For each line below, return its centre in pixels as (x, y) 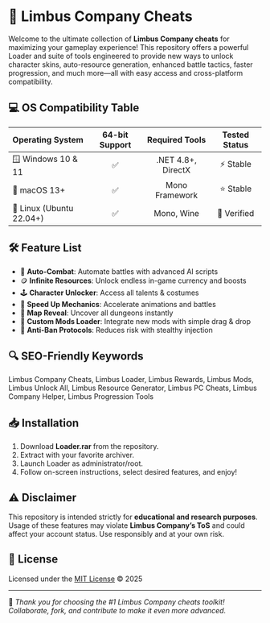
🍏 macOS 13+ (39, 190)
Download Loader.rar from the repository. (89, 446)
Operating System (48, 139)
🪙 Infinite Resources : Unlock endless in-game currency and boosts (133, 280)
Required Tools (177, 139)
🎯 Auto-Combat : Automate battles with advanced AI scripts (119, 271)
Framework (177, 195)
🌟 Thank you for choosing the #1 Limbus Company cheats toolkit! (117, 602)
